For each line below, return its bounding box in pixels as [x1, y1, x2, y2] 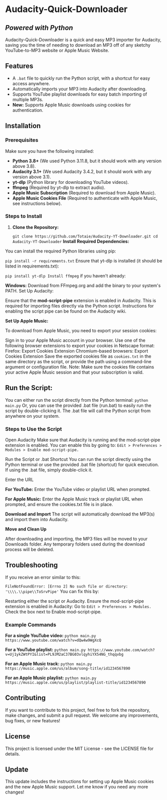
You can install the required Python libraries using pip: [5, 248, 116, 254]
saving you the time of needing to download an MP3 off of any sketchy [5, 42, 151, 48]
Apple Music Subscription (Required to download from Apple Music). [12, 189, 156, 196]
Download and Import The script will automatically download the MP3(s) [5, 511, 155, 517]
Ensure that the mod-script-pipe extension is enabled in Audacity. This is [5, 297, 156, 304]
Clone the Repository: [12, 224, 59, 230]
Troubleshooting [5, 561, 58, 570]
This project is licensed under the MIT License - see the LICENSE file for [5, 745, 154, 751]
